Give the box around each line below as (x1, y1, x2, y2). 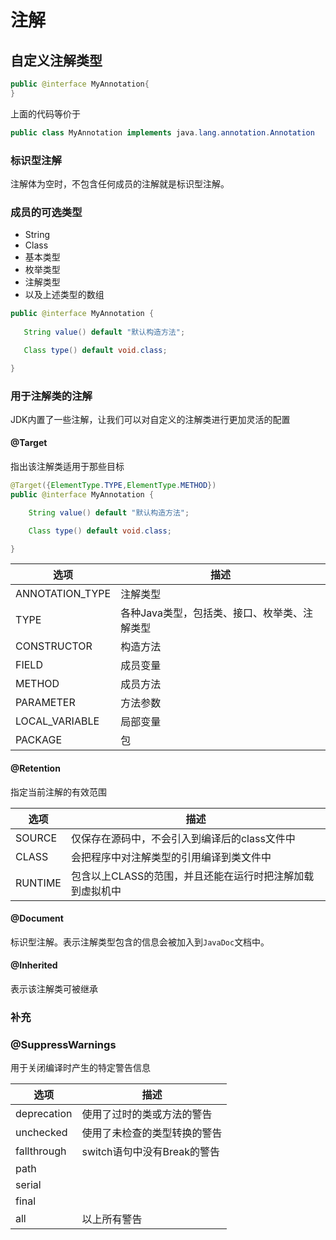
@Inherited (10, 959, 58, 971)
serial (15, 1178, 42, 1192)
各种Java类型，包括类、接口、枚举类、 (120, 606, 303, 620)
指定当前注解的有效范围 (10, 786, 107, 798)
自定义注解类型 (10, 52, 103, 69)
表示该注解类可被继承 (10, 983, 98, 995)
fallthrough (15, 1144, 67, 1158)
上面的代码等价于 (10, 107, 81, 120)
